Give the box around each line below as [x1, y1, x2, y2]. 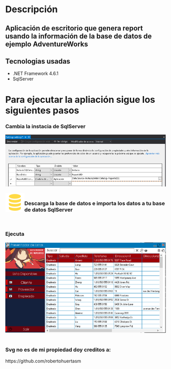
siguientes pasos [5, 104, 79, 116]
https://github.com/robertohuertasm [5, 358, 81, 364]
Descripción [5, 4, 58, 15]
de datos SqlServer [24, 206, 73, 213]
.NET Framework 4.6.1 [12, 70, 59, 77]
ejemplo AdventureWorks [5, 40, 88, 48]
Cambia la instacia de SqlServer [5, 123, 85, 130]
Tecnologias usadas [5, 57, 70, 66]
